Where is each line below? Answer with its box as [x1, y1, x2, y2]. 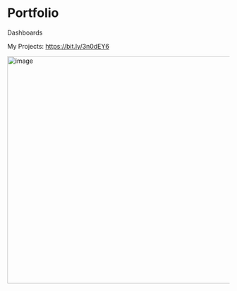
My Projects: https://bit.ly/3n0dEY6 [7, 42, 109, 50]
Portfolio [7, 5, 59, 21]
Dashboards [7, 28, 43, 37]
